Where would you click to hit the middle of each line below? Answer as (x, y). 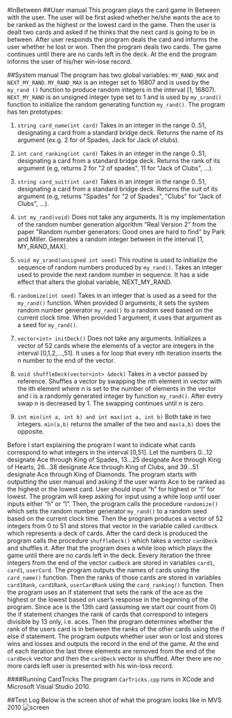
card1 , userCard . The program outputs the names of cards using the (104, 570)
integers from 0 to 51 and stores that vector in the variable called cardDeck (113, 526)
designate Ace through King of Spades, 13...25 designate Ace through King (114, 459)
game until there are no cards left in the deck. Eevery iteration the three (109, 555)
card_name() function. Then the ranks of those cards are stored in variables (114, 577)
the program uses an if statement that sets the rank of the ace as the (105, 592)
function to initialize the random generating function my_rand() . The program (116, 104)
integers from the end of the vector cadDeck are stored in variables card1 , (111, 563)
